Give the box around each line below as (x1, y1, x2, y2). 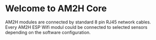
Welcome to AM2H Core (5, 3, 107, 14)
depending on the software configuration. (5, 29, 91, 35)
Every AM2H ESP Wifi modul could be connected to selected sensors (5, 24, 148, 30)
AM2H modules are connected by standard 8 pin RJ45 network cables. (5, 19, 151, 25)
